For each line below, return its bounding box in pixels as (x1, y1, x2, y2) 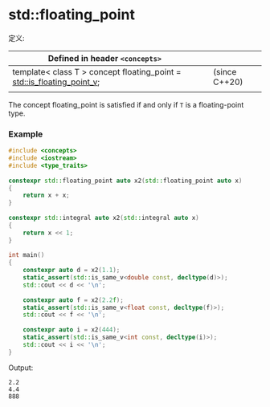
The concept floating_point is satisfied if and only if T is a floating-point (8, 100, 244, 109)
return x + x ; (22, 191, 70, 200)
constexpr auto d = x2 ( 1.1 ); (22, 267, 121, 275)
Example (8, 128, 43, 140)
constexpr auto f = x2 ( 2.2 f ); (22, 295, 125, 304)
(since (212, 66, 237, 77)
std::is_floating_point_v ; (12, 76, 100, 88)
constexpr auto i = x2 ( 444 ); (22, 326, 121, 334)
